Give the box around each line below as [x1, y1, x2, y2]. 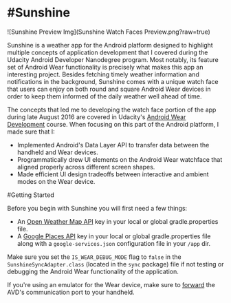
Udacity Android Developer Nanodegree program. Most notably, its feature [7, 55, 219, 63]
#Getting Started [7, 191, 54, 199]
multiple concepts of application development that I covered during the [7, 48, 208, 56]
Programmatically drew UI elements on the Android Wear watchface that [16, 155, 223, 163]
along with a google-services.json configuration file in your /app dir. [16, 239, 211, 247]
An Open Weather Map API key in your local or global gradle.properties [16, 217, 219, 225]
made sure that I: [7, 127, 55, 136]
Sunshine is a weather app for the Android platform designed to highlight [7, 41, 213, 49]
